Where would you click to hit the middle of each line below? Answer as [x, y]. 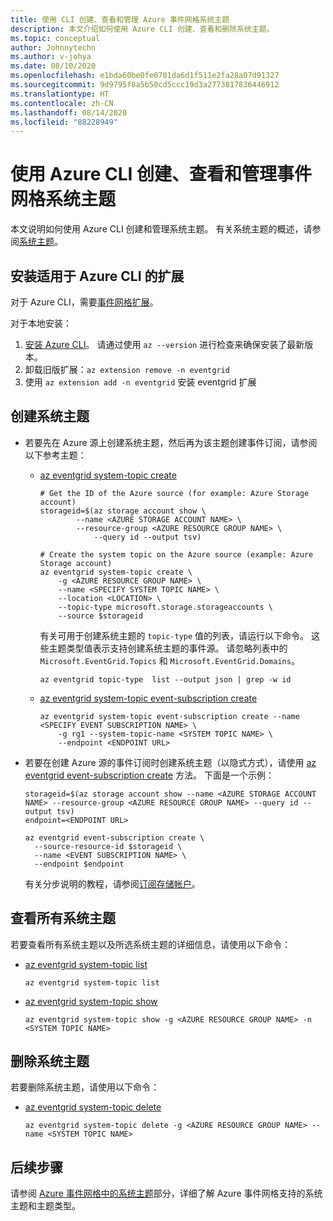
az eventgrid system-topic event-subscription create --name [169, 716]
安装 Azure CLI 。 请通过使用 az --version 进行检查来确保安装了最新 [164, 344]
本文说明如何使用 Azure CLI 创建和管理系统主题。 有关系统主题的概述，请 [161, 229]
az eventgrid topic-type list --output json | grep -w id [165, 679]
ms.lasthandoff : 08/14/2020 [69, 112]
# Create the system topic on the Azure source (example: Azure [176, 554]
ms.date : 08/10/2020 [53, 66]
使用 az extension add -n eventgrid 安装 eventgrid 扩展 [140, 382]
